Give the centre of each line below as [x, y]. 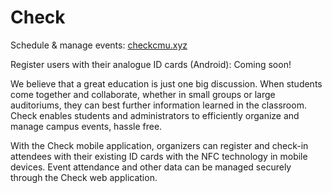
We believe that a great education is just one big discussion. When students [166, 83]
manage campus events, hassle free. [86, 126]
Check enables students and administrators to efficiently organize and [155, 115]
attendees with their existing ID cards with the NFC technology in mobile [159, 156]
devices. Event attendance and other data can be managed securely [151, 167]
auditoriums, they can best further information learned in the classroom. [158, 105]
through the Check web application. [84, 177]
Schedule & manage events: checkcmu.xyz [99, 45]
